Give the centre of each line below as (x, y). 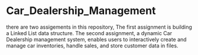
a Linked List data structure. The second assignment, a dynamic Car (89, 33)
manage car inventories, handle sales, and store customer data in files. (92, 46)
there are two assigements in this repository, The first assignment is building (99, 27)
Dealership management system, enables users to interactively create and (97, 39)
